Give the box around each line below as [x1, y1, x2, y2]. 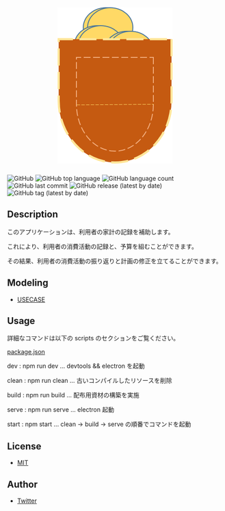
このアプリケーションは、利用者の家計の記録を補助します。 [7, 227, 174, 236]
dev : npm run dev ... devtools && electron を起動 [7, 362, 145, 370]
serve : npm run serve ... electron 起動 [7, 406, 115, 414]
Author [7, 478, 38, 490]
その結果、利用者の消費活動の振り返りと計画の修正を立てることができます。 [7, 257, 222, 265]
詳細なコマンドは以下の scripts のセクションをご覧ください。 [7, 334, 180, 342]
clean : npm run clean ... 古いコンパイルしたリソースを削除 [7, 377, 172, 385]
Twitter [16, 497, 38, 505]
